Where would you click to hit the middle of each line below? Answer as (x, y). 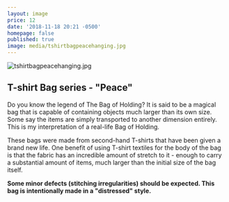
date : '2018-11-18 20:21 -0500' (54, 26)
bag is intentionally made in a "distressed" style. (79, 191)
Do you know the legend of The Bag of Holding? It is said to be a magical (112, 104)
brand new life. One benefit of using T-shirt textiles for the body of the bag (114, 148)
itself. (15, 170)
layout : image (28, 14)
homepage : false (31, 33)
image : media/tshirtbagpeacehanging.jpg (67, 46)
